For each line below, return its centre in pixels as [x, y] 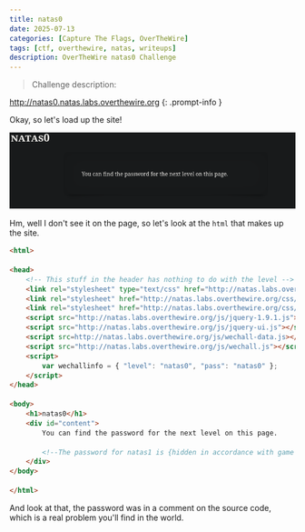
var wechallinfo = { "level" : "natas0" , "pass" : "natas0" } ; [160, 366]
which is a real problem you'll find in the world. [97, 517]
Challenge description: [74, 85]
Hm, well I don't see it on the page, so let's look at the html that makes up [147, 224]
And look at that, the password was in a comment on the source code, [141, 507]
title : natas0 [36, 19]
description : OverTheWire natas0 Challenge [93, 58]
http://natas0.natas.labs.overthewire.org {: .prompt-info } [116, 102]
